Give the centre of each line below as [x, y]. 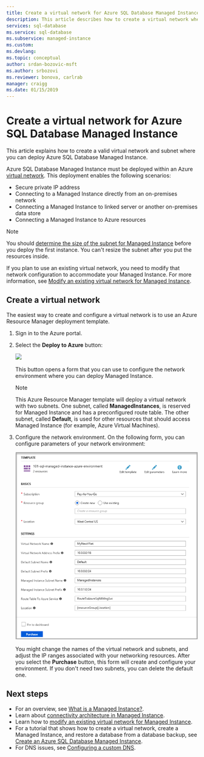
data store [28, 213]
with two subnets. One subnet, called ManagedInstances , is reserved [103, 406]
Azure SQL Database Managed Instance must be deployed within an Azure [100, 169]
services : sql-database [36, 26]
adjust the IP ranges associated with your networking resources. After [102, 655]
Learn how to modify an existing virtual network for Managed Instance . [104, 722]
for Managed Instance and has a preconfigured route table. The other [102, 412]
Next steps [27, 694]
